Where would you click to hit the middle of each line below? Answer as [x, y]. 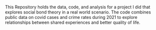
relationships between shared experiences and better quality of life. [73, 22]
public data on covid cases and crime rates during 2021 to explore [71, 17]
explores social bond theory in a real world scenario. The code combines [78, 12]
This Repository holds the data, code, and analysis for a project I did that [78, 7]
